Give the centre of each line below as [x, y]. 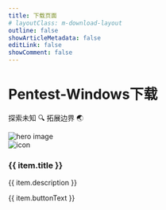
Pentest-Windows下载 [83, 94]
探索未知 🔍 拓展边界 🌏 [46, 118]
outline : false [33, 30]
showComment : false [41, 52]
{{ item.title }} [36, 165]
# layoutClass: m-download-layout [66, 23]
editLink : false [35, 45]
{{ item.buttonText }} [42, 198]
